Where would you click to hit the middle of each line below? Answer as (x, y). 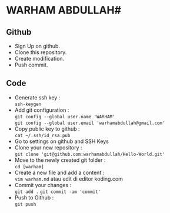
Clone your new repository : (48, 147)
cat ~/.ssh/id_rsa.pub (42, 135)
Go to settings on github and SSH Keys (61, 141)
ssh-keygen (28, 104)
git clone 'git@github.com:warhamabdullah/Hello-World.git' (90, 154)
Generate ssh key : (37, 97)
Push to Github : (34, 197)
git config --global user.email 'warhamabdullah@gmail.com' (90, 123)
